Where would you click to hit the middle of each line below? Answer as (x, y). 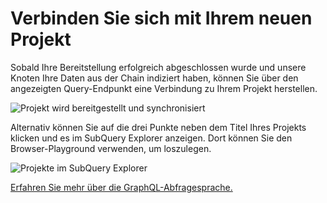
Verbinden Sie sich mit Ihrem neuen (161, 18)
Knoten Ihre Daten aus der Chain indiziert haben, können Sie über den (154, 78)
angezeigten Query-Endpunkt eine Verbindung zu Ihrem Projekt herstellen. (164, 88)
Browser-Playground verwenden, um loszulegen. (111, 148)
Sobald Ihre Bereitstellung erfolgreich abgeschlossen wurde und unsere (158, 67)
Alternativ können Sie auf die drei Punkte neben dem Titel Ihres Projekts (158, 127)
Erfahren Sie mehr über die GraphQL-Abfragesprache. (121, 187)
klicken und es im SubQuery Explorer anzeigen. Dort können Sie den (151, 138)
